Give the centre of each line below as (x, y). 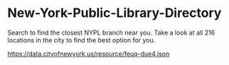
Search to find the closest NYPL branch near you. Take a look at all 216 (111, 32)
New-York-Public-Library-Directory (114, 13)
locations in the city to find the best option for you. (81, 40)
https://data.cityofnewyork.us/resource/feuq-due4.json (89, 54)
